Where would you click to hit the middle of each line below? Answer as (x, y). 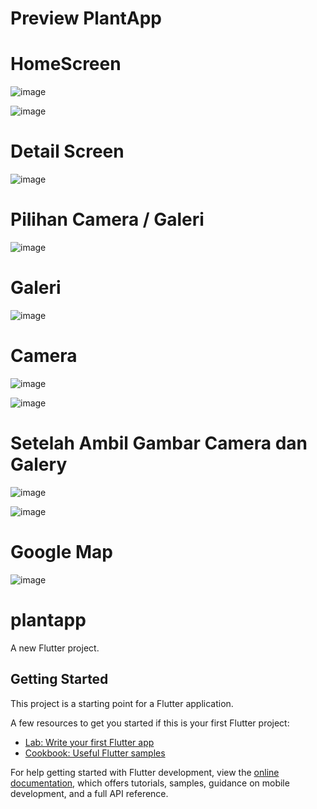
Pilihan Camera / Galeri (107, 219)
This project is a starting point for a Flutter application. (122, 703)
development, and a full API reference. (89, 793)
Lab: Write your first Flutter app (89, 742)
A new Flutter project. (55, 648)
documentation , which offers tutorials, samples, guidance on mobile (150, 783)
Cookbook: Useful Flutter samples (95, 753)
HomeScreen (66, 64)
